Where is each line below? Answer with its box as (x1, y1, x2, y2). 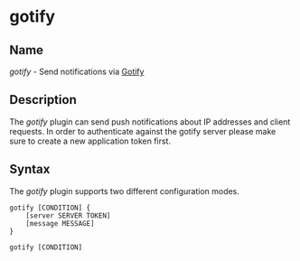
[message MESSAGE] (25, 219, 95, 228)
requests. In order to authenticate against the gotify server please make (9, 126, 277, 136)
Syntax (9, 162, 51, 177)
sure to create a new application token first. (9, 135, 172, 146)
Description (9, 92, 77, 107)
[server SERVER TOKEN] (25, 210, 111, 220)
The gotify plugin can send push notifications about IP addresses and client (9, 116, 291, 127)
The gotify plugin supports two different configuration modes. (9, 185, 239, 196)
